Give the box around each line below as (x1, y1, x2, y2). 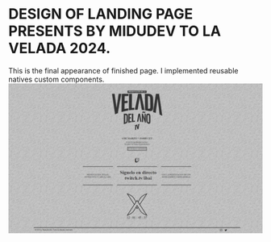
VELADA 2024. (8, 40, 111, 57)
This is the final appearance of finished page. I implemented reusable (8, 65, 239, 75)
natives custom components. (8, 74, 105, 84)
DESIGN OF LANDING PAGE (8, 5, 194, 23)
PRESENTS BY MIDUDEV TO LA (8, 22, 222, 40)
